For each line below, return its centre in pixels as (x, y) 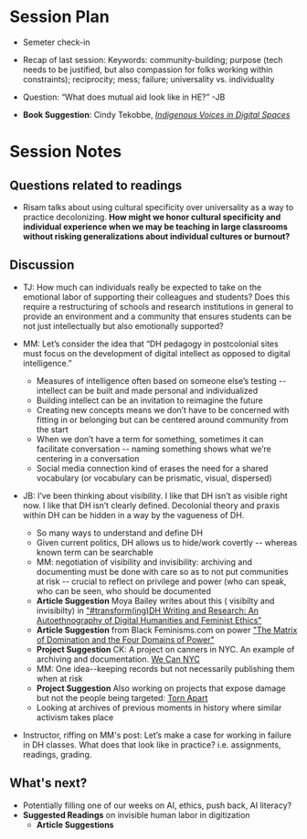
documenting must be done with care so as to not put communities (163, 571)
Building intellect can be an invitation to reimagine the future (149, 400)
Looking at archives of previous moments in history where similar (159, 707)
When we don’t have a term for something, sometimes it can (150, 439)
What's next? (48, 783)
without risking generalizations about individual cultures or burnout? (156, 236)
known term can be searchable (95, 552)
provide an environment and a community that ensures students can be (157, 316)
